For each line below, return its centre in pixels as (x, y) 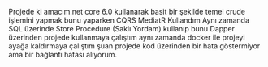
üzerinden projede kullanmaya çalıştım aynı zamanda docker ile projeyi (127, 37)
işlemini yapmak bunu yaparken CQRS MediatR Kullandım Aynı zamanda (129, 20)
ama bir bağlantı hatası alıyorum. (63, 54)
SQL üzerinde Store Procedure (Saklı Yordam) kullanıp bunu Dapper (122, 29)
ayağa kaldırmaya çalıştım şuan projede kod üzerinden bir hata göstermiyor (134, 46)
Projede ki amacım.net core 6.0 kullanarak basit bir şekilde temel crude (127, 12)
